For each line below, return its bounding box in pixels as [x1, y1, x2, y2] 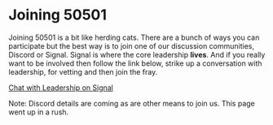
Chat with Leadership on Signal [8, 83, 114, 93]
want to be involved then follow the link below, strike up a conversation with [8, 58, 262, 68]
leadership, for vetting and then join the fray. [8, 67, 158, 76]
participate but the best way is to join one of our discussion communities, [8, 41, 255, 50]
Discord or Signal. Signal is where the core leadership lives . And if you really [8, 50, 266, 59]
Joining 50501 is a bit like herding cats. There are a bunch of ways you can [8, 32, 260, 42]
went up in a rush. [8, 107, 69, 117]
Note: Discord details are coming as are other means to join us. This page [8, 98, 255, 108]
